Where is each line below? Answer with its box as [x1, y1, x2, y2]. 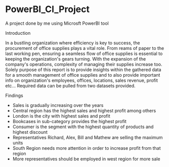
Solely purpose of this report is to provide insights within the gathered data [5, 67, 161, 73]
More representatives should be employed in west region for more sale [12, 155, 160, 162]
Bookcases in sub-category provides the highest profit [12, 118, 126, 124]
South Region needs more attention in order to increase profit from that [12, 145, 161, 151]
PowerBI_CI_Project [5, 4, 90, 15]
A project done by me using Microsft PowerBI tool [5, 20, 109, 26]
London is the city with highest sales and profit [12, 113, 110, 119]
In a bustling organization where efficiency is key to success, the [5, 39, 140, 46]
